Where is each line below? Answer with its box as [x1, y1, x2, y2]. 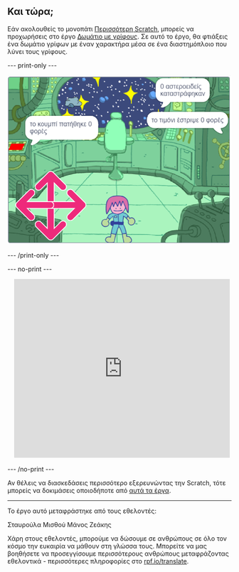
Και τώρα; [7, 6, 54, 18]
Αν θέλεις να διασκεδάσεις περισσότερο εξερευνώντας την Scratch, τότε [7, 479, 226, 487]
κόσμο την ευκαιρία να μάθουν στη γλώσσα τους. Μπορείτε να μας [7, 542, 208, 551]
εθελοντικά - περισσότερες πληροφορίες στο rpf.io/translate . [7, 557, 189, 566]
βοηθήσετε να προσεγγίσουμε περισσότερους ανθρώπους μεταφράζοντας [7, 549, 229, 558]
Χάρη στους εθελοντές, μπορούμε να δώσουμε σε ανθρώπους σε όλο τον [7, 534, 228, 543]
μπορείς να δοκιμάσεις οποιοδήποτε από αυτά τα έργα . [7, 487, 171, 495]
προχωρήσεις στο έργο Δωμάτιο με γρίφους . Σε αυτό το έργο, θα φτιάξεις [7, 32, 228, 41]
